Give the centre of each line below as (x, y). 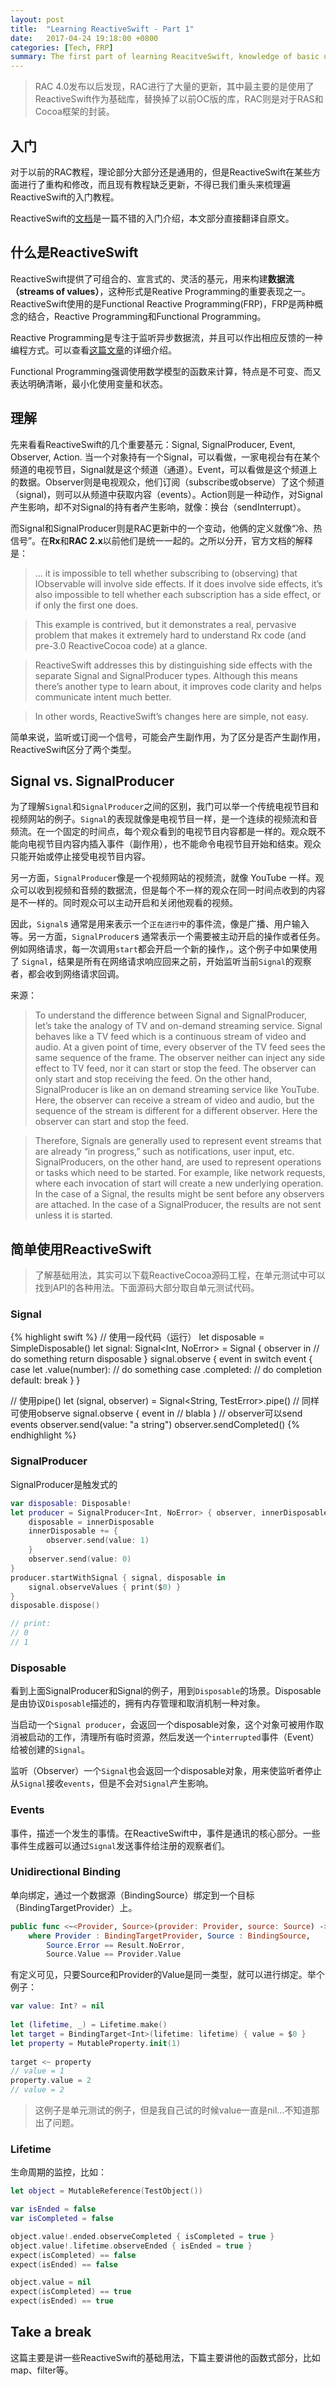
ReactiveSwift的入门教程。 (65, 197)
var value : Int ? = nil (57, 2006)
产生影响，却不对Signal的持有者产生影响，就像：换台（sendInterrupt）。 (158, 507)
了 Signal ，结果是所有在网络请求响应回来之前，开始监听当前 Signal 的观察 (161, 962)
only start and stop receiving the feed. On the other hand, (153, 1079)
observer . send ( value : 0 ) (80, 1559)
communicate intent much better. (103, 697)
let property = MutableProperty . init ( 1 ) (96, 2043)
